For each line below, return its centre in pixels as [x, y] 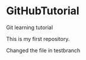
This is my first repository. [38, 39]
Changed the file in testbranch [43, 50]
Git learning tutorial [30, 27]
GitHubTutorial [43, 11]
